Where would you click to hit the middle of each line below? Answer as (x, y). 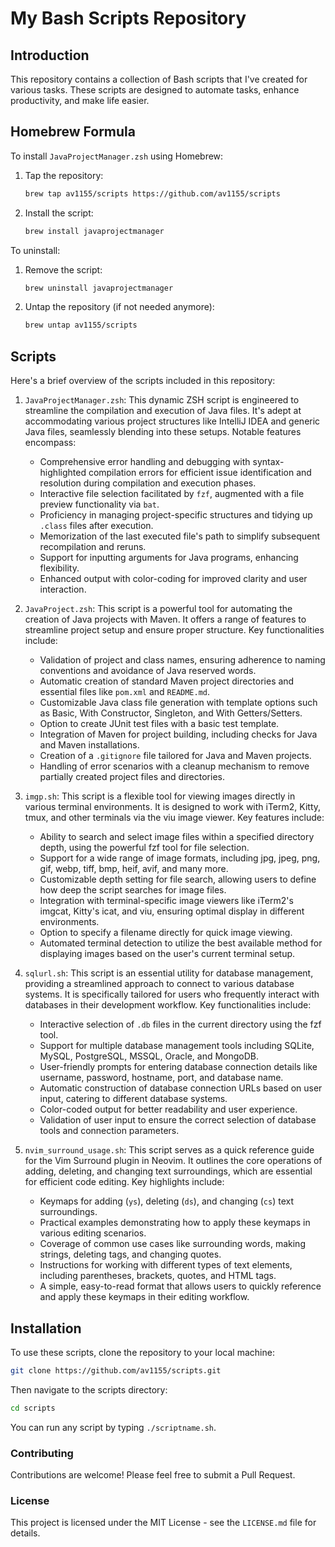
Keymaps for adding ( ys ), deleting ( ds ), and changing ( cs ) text (166, 1201)
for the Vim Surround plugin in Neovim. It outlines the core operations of (173, 1161)
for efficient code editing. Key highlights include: (124, 1182)
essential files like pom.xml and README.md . (125, 692)
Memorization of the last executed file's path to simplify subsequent (180, 536)
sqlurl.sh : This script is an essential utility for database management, (169, 973)
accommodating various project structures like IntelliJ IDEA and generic (172, 421)
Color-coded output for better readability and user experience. (168, 1109)
